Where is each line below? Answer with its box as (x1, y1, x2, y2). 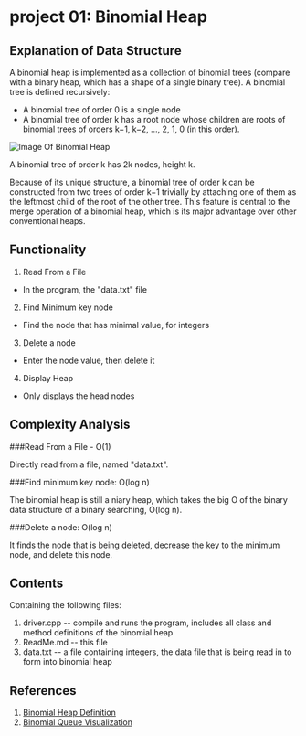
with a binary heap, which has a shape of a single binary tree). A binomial (9, 77, 286, 88)
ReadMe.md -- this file (22, 637, 108, 648)
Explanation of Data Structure (9, 43, 182, 59)
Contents (9, 576, 64, 592)
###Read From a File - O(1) (9, 441, 111, 452)
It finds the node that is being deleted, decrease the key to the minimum (9, 539, 280, 550)
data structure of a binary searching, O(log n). (9, 504, 183, 515)
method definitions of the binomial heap (22, 627, 174, 638)
